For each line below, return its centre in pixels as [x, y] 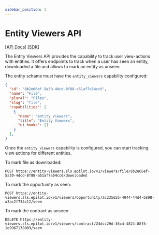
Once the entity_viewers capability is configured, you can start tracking [77, 147]
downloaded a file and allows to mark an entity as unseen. [63, 66]
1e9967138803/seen [23, 228]
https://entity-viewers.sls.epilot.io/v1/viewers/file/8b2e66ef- [83, 171]
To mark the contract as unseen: [37, 210]
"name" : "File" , [26, 94]
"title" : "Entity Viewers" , [46, 121]
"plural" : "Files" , [29, 98]
